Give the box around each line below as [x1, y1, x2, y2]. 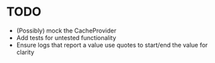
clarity [16, 48, 35, 56]
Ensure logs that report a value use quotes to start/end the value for [16, 41, 208, 49]
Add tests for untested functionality [16, 33, 117, 41]
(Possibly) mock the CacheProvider [16, 26, 117, 35]
